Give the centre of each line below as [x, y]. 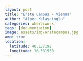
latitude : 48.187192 [31, 46]
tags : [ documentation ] [28, 28]
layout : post [19, 10]
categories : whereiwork [30, 23]
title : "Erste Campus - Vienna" [38, 14]
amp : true [15, 37]
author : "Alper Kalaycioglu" [35, 19]
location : [15, 42]
